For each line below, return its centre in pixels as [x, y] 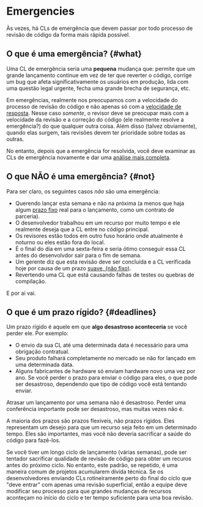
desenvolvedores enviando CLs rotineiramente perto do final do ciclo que [99, 478]
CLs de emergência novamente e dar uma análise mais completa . [89, 157]
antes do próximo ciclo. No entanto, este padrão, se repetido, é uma [92, 465]
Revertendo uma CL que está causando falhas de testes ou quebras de [105, 275]
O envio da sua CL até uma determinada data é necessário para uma [102, 345]
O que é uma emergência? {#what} [74, 54]
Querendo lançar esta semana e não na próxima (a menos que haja [100, 203]
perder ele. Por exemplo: [37, 333]
